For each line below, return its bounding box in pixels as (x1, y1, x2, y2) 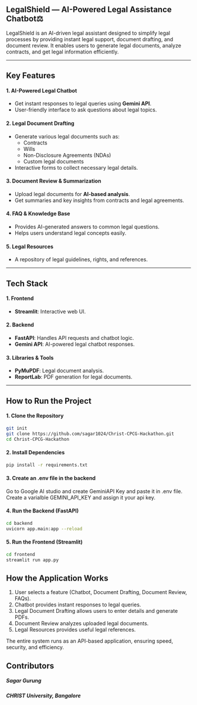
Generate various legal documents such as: (14, 133, 120, 140)
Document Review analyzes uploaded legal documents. (14, 620, 149, 627)
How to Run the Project (6, 396, 92, 406)
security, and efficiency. (6, 644, 64, 651)
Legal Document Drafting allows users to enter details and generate (14, 608, 178, 615)
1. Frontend (6, 295, 34, 302)
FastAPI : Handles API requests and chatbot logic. (14, 335, 134, 342)
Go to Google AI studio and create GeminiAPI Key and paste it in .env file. (6, 487, 183, 495)
